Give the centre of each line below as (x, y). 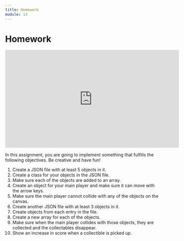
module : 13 (16, 14)
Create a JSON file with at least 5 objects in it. (59, 170)
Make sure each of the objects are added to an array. (66, 180)
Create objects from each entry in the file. (55, 212)
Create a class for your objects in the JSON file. (61, 175)
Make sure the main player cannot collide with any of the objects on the (85, 196)
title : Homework (22, 10)
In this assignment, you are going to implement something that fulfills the (79, 155)
